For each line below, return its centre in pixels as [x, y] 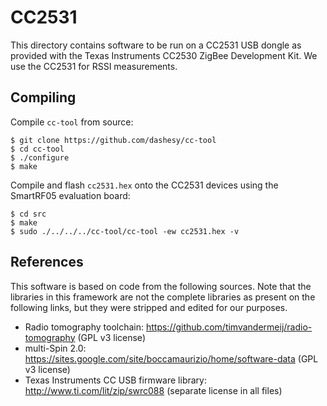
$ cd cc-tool [37, 149]
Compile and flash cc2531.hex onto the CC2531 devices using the [144, 185]
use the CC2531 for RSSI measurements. [94, 66]
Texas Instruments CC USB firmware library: [115, 380]
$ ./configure [40, 157]
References [47, 262]
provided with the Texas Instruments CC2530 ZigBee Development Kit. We [164, 55]
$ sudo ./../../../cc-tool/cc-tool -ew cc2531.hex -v [125, 231]
